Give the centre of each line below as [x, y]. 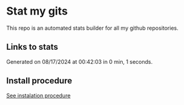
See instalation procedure [39, 95]
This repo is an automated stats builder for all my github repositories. [92, 28]
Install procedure [39, 81]
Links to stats [32, 47]
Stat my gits [37, 11]
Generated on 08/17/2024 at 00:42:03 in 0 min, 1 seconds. [80, 61]
